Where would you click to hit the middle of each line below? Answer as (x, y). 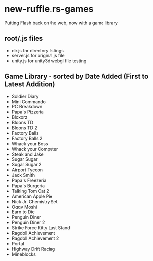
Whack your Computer (35, 149)
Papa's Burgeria (28, 185)
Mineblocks (24, 254)
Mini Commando (28, 101)
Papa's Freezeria (29, 180)
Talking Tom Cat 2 (30, 191)
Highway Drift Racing (33, 249)
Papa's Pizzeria (28, 112)
